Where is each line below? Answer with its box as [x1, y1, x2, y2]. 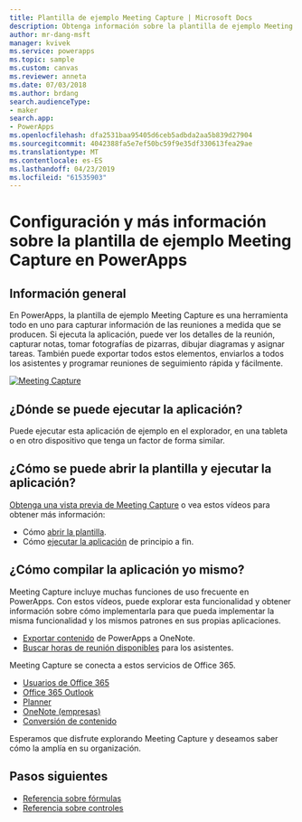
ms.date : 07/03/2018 [9, 80, 88, 89]
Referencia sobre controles [22, 802, 124, 813]
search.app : [9, 114, 54, 123]
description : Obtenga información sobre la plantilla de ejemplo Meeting [9, 22, 294, 31]
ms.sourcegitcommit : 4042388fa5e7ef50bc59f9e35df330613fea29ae [9, 139, 253, 148]
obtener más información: [9, 509, 106, 519]
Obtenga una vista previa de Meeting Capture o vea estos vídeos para [9, 499, 270, 510]
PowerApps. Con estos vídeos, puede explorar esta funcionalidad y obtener [9, 595, 291, 606]
